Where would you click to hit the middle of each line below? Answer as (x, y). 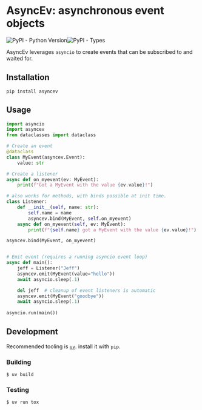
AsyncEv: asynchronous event (86, 11)
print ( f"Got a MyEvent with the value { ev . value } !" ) (85, 185)
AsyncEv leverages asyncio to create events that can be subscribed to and (99, 51)
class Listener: (27, 202)
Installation (28, 77)
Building (19, 362)
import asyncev (25, 130)
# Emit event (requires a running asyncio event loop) (77, 257)
